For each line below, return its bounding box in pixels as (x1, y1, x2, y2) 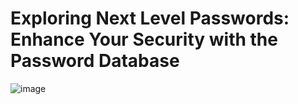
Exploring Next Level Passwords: (10, 7, 290, 30)
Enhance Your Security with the (10, 28, 278, 51)
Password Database (10, 50, 180, 72)
